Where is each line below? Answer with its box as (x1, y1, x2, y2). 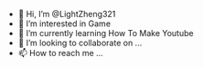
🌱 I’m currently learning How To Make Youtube (17, 28, 194, 38)
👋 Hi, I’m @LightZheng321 (17, 9, 116, 19)
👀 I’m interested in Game (17, 18, 112, 29)
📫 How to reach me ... (17, 48, 103, 58)
